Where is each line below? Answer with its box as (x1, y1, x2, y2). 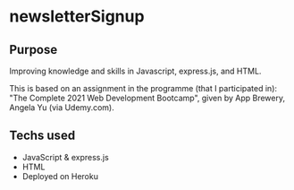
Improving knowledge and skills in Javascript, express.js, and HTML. (9, 65, 262, 76)
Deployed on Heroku (21, 170, 98, 181)
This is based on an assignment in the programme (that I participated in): (9, 83, 278, 93)
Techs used (9, 128, 76, 143)
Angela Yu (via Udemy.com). (9, 102, 114, 113)
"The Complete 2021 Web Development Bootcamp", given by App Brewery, (9, 92, 286, 103)
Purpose (9, 42, 58, 57)
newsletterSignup (9, 6, 145, 27)
